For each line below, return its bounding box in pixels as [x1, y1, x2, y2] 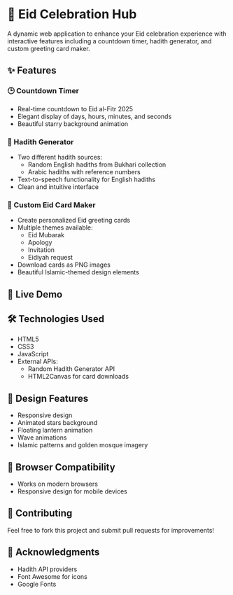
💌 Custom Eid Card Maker [7, 199, 96, 209]
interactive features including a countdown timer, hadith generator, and [7, 36, 212, 45]
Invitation [27, 246, 55, 254]
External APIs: [17, 357, 58, 366]
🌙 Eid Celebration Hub [7, 6, 137, 22]
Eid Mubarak [27, 231, 65, 239]
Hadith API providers [17, 565, 78, 573]
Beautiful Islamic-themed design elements [17, 268, 140, 276]
